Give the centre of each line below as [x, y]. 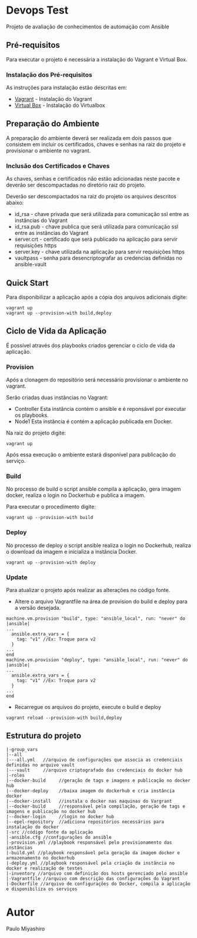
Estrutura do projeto [44, 736]
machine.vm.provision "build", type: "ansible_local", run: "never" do [96, 618]
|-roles [16, 775]
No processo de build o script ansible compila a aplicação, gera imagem [94, 489]
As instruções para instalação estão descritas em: [67, 88]
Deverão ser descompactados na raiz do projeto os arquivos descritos [91, 197]
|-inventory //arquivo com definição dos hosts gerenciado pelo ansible [97, 873]
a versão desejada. [38, 607]
